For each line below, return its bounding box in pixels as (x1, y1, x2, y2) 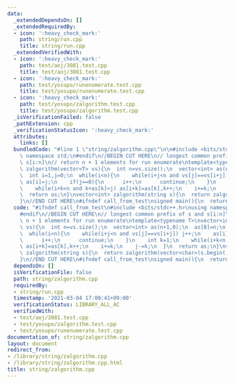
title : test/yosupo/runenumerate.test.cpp (19, 88, 145, 95)
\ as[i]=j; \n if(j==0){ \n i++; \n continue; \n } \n (19, 178, 217, 185)
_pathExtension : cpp (13, 120, 73, 127)
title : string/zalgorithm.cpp (7, 366, 95, 373)
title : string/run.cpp (19, 42, 86, 49)
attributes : (13, 133, 49, 140)
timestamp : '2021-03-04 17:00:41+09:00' (13, 295, 132, 302)
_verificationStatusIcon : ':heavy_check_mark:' (13, 127, 155, 134)
